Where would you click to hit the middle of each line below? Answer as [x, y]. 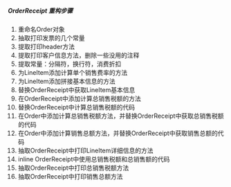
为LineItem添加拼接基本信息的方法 [67, 81]
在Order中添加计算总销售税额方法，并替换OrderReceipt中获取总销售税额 [121, 116]
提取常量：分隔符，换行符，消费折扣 [70, 64]
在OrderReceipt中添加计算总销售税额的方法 [79, 98]
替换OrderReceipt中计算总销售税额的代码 [76, 107]
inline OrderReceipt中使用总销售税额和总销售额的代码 [94, 159]
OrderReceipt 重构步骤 [40, 10]
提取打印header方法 [46, 46]
